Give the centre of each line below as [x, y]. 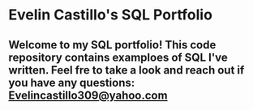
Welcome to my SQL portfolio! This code [112, 45]
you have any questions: [72, 82]
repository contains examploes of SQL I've [118, 57]
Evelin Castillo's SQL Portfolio [111, 15]
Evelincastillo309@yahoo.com [88, 95]
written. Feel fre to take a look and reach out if [126, 70]
